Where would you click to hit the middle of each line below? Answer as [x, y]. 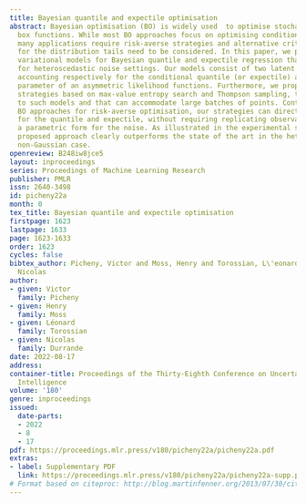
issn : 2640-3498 [40, 188]
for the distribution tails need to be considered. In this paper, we [154, 52]
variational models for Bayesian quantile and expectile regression [150, 60]
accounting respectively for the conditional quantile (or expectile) [154, 77]
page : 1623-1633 [40, 238]
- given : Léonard [42, 323]
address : [26, 365]
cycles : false [36, 255]
